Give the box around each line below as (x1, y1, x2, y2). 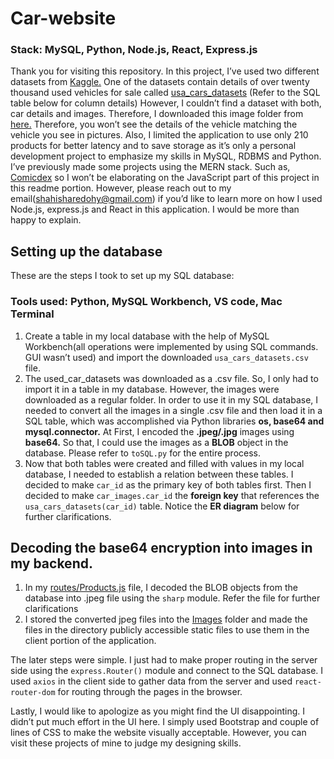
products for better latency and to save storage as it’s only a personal (10, 140, 297, 152)
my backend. (10, 555, 93, 572)
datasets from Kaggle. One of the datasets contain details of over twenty (10, 76, 310, 88)
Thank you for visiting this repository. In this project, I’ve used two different (10, 65, 320, 77)
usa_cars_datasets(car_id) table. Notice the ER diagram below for (24, 500, 300, 512)
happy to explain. (10, 214, 82, 226)
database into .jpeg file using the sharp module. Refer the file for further (24, 592, 321, 604)
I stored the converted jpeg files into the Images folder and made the (24, 613, 308, 626)
